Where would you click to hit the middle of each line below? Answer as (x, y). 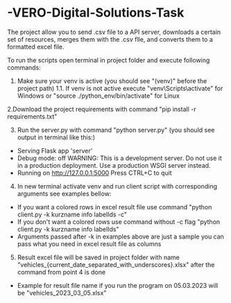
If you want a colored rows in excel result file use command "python (114, 207)
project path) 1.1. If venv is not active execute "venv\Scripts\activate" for (120, 88)
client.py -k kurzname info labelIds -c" (72, 214)
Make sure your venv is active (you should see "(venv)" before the (112, 80)
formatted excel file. (36, 46)
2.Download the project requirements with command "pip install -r (102, 109)
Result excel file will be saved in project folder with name (99, 257)
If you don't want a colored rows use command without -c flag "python (119, 222)
